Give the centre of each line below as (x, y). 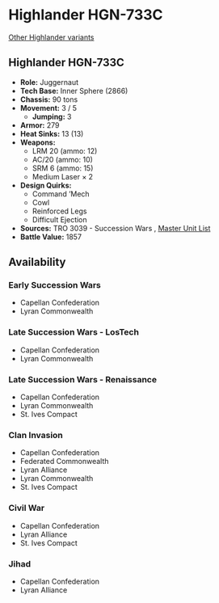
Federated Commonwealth (64, 462)
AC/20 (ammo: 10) (62, 159)
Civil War (27, 508)
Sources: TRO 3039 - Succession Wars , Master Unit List (115, 228)
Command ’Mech (61, 194)
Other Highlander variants (51, 37)
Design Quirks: (46, 185)
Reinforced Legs (59, 211)
